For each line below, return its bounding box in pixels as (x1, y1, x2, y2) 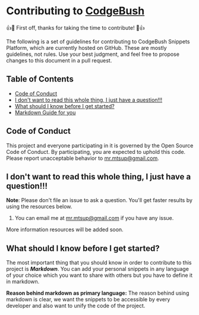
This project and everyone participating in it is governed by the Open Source (6, 141, 194, 149)
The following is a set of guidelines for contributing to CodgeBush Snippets (6, 37, 190, 45)
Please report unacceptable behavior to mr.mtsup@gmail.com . (6, 155, 159, 162)
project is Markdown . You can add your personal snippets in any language (6, 266, 189, 273)
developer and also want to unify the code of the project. (6, 302, 146, 310)
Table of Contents (6, 74, 74, 84)
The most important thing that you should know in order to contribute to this (6, 259, 192, 266)
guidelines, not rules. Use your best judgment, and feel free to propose (6, 51, 180, 58)
